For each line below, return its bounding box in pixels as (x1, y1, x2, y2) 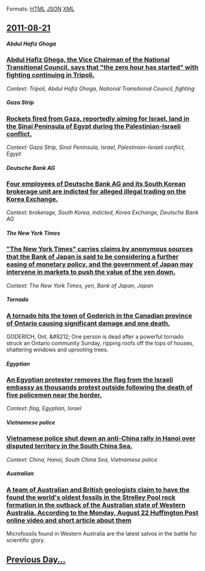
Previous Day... (6, 554, 66, 565)
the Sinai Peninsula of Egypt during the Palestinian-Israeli (6, 122, 181, 131)
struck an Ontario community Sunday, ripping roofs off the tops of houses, (6, 340, 194, 347)
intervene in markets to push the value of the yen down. (6, 268, 176, 277)
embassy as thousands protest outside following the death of (6, 383, 193, 392)
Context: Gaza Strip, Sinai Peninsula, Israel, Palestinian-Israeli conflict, (6, 144, 185, 151)
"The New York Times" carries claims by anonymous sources (6, 245, 193, 253)
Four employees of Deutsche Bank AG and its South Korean (6, 180, 186, 188)
